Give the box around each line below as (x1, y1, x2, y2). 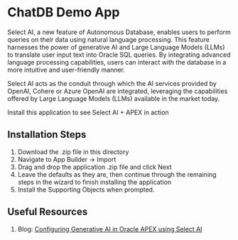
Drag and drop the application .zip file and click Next (17, 163, 172, 171)
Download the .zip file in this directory (17, 147, 129, 156)
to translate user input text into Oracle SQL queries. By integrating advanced (7, 50, 231, 59)
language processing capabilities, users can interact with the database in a (7, 58, 227, 66)
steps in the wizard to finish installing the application (17, 178, 172, 186)
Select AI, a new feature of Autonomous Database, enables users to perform (7, 28, 231, 36)
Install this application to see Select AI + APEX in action (7, 108, 169, 116)
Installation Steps (7, 129, 87, 141)
